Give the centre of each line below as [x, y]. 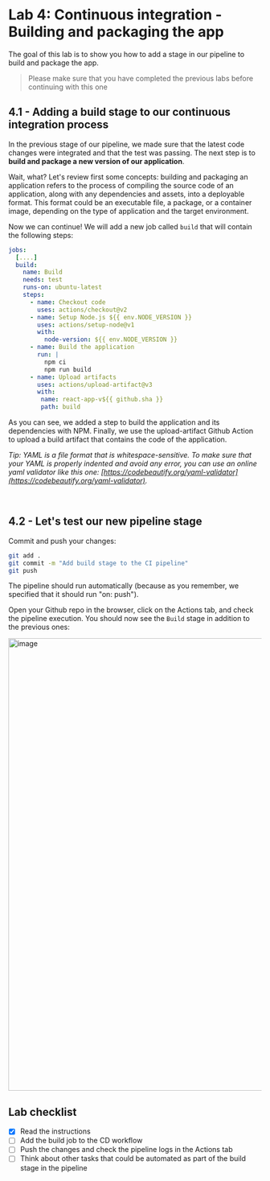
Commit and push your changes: [62, 541]
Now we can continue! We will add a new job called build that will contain [131, 226]
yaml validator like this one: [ [56, 472]
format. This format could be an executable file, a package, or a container [130, 202]
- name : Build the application [82, 348]
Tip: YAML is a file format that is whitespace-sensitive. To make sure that [130, 455]
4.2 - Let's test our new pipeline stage [105, 522]
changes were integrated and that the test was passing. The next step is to [132, 152]
